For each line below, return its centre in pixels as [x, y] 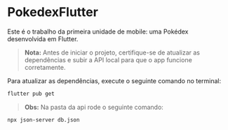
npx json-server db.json [43, 120]
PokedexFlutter [53, 12]
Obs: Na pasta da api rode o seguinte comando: [94, 107]
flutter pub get [31, 94]
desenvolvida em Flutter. [43, 38]
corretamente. [45, 67]
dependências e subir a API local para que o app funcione [108, 59]
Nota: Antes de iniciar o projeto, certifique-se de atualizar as [112, 52]
